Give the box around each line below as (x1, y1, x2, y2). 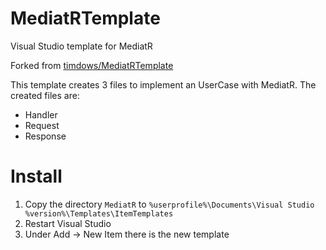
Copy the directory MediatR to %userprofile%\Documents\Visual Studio (24, 198, 315, 210)
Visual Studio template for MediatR (10, 40, 153, 52)
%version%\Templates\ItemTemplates (24, 208, 174, 219)
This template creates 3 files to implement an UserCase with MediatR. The (10, 78, 317, 91)
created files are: (10, 89, 80, 101)
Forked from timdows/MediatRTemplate (10, 59, 174, 71)
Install (10, 165, 63, 188)
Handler (24, 108, 58, 121)
